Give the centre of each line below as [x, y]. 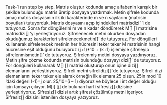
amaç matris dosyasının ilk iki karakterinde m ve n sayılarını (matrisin [76, 18]
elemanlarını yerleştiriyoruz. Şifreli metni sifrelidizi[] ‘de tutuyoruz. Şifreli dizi [84, 71]
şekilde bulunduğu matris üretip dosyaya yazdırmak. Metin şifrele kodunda [82, 12]
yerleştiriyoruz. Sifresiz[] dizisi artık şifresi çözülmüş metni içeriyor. [74, 92]
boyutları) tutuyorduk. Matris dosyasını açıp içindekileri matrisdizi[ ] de [78, 23]
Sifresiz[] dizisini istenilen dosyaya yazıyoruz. [52, 97]
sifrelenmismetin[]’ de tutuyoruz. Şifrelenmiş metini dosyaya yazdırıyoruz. [81, 55]
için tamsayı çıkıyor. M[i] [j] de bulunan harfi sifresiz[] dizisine [69, 86]
